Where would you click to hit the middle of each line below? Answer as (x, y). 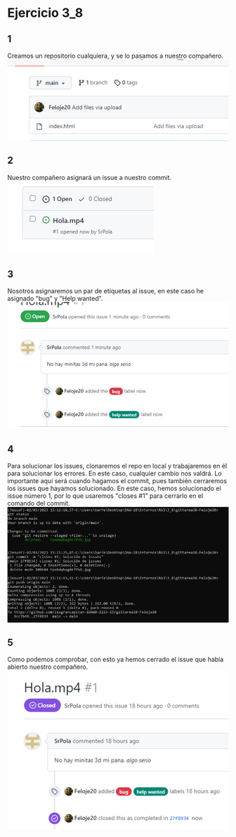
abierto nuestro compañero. (48, 667)
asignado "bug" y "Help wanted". (55, 299)
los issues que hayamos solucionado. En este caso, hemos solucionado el (114, 488)
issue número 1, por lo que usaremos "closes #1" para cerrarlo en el (105, 496)
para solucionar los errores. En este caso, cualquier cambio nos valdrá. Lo (115, 473)
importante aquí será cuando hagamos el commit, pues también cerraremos (117, 480)
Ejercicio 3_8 (45, 13)
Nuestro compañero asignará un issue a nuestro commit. (90, 177)
